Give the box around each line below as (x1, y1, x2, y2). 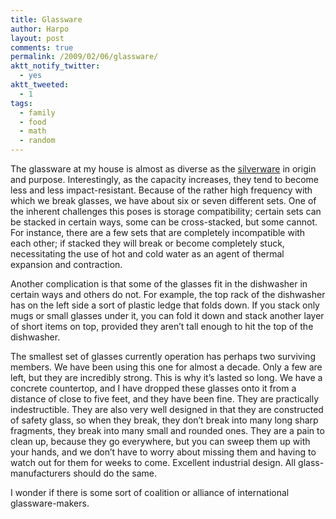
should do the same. (73, 467, 157, 479)
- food (19, 117, 47, 127)
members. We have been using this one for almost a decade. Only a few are (10, 361, 323, 373)
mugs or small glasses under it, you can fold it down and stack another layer (10, 310, 325, 321)
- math (19, 126, 47, 136)
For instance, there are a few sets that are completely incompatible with (10, 227, 306, 238)
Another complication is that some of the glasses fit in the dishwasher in (10, 278, 308, 290)
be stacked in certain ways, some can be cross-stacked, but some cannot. (10, 216, 318, 228)
